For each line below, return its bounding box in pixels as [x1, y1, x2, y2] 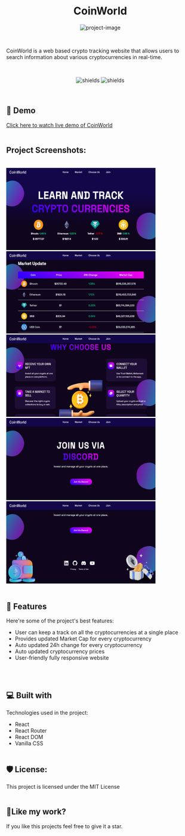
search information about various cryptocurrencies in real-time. [6, 53, 162, 60]
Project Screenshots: [6, 145, 87, 155]
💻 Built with [6, 690, 53, 700]
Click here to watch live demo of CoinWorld [6, 121, 113, 129]
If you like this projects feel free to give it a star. [6, 822, 123, 829]
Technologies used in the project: [6, 709, 88, 716]
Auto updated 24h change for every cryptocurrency [14, 642, 143, 649]
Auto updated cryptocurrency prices [14, 648, 105, 655]
